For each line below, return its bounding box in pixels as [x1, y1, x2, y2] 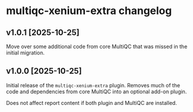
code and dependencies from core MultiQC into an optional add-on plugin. [6, 88, 187, 95]
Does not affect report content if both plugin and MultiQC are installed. [6, 99, 178, 106]
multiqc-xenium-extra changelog [6, 4, 172, 18]
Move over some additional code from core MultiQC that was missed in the [6, 43, 188, 50]
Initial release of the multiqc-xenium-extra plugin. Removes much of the [6, 82, 181, 89]
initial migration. [6, 49, 45, 56]
